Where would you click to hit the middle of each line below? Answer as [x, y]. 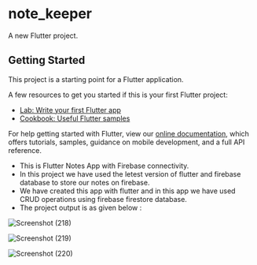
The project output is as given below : [81, 207]
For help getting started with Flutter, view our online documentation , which [129, 133]
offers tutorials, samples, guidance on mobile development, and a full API [127, 142]
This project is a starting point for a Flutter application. [96, 79]
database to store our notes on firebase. [84, 182]
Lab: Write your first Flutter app [70, 110]
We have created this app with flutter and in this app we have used [127, 191]
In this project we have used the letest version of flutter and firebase [130, 174]
